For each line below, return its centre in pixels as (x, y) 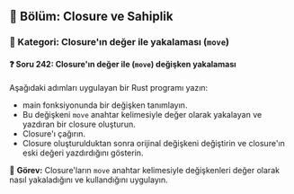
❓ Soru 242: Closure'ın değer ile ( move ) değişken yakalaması (123, 64)
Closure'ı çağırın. (54, 133)
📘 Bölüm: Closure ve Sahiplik (91, 17)
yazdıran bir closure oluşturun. (79, 124)
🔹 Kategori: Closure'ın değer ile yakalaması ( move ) (119, 42)
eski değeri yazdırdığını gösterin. (83, 153)
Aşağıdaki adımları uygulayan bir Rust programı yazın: (109, 87)
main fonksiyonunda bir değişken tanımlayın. (105, 105)
